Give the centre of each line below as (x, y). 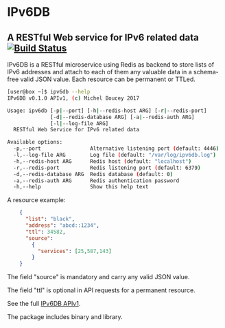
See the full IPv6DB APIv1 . (44, 304)
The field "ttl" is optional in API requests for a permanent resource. (101, 290)
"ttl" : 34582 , (46, 232)
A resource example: (36, 200)
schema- (206, 72)
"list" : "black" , (50, 219)
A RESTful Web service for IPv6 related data (103, 37)
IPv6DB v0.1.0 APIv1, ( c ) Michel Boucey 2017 (73, 98)
